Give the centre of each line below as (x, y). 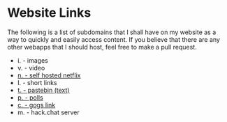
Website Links (49, 13)
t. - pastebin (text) (43, 90)
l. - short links (37, 82)
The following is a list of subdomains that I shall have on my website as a (112, 32)
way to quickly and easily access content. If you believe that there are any (113, 39)
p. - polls (30, 97)
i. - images (33, 60)
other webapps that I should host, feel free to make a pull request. (102, 47)
